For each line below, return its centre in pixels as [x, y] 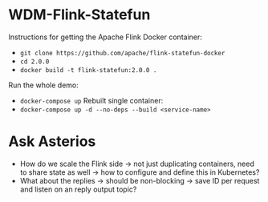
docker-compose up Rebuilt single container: [91, 100]
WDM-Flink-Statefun [79, 15]
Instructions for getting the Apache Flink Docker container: [106, 37]
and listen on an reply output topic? [78, 189]
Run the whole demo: [43, 85]
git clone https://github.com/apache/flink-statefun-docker [122, 53]
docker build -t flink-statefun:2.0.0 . [88, 70]
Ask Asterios [52, 141]
